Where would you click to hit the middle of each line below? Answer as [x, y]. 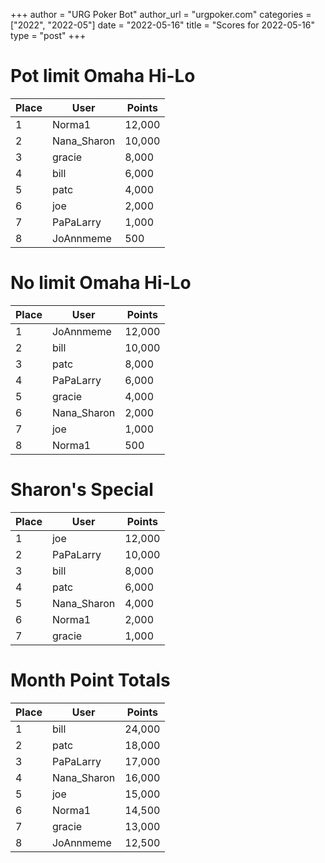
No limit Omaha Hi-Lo [101, 283]
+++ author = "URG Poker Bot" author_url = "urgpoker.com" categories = [161, 14]
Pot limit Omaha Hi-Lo [103, 76]
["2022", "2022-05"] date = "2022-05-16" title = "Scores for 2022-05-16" [162, 25]
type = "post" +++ [48, 35]
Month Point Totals [90, 680]
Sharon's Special [82, 490]
